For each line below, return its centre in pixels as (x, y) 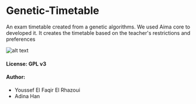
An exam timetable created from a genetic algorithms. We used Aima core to (98, 27)
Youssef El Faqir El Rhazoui (47, 90)
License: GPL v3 (26, 64)
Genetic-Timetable (53, 11)
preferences (21, 39)
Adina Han (27, 96)
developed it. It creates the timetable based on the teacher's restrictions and (98, 33)
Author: (16, 77)
